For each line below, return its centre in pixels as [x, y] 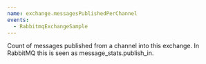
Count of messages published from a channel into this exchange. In [103, 46]
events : [18, 20]
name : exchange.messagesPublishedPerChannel [72, 13]
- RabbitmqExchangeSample [51, 26]
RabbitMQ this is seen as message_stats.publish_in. [81, 53]
